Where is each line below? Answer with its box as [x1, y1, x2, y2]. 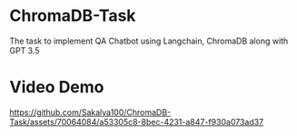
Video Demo [9, 77, 104, 98]
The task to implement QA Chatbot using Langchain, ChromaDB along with [9, 35, 289, 46]
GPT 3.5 [9, 44, 40, 55]
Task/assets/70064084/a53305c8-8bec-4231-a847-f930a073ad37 [9, 116, 264, 127]
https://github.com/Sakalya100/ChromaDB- [9, 106, 172, 118]
